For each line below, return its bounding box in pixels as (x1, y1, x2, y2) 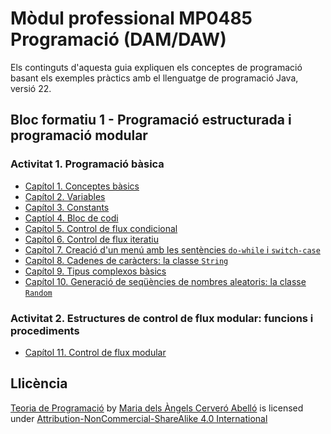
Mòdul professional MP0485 (10, 7, 253, 30)
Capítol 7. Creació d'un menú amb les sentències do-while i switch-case (24, 243, 321, 256)
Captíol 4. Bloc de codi (24, 212, 119, 224)
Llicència (10, 375, 68, 392)
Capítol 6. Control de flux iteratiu (24, 233, 159, 245)
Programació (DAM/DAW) (10, 28, 227, 51)
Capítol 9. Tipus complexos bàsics (24, 265, 167, 277)
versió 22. (10, 82, 52, 94)
